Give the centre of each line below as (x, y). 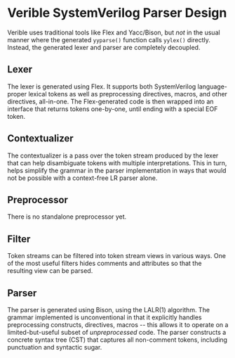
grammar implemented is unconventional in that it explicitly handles (105, 317)
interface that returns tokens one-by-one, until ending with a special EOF (113, 109)
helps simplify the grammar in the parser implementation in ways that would (117, 170)
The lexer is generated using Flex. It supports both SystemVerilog (102, 87)
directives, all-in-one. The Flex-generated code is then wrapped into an (110, 101)
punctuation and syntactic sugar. (55, 347)
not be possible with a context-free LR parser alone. (82, 178)
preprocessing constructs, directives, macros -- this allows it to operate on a (118, 325)
